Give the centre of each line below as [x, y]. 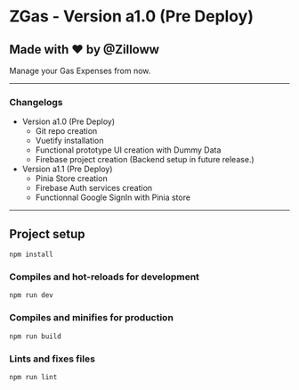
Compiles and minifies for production [91, 318]
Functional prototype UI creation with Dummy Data [128, 150]
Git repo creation [66, 131]
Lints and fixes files [53, 359]
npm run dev [31, 295]
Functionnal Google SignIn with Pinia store [113, 197]
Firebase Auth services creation [94, 188]
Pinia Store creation [72, 178]
